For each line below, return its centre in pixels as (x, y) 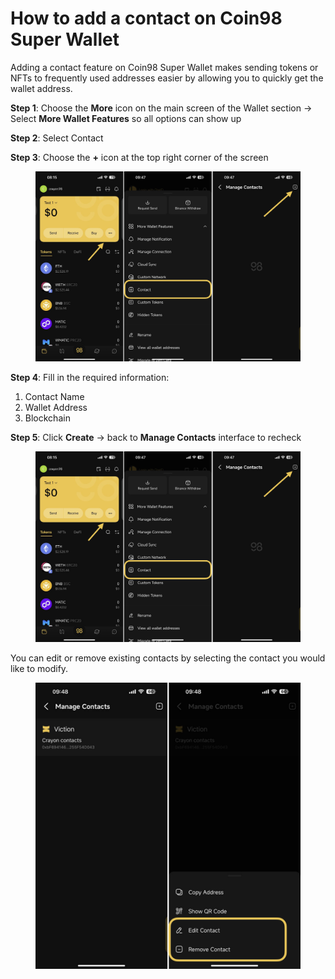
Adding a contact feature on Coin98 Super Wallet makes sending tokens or (164, 67)
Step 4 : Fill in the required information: (90, 378)
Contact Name (54, 397)
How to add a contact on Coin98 (146, 18)
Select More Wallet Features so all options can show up (126, 118)
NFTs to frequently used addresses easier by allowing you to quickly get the (167, 78)
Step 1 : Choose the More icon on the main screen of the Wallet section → (161, 108)
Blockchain (47, 418)
